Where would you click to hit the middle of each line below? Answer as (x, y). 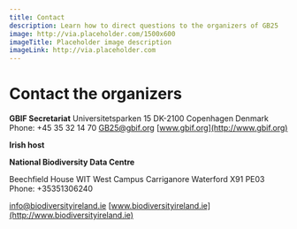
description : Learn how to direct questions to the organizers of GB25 (144, 26)
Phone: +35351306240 (51, 189)
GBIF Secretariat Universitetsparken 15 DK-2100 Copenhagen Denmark (139, 118)
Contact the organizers (96, 94)
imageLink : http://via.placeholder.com (83, 50)
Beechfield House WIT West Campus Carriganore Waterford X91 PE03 (137, 179)
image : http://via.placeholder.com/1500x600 (92, 34)
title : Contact (37, 17)
